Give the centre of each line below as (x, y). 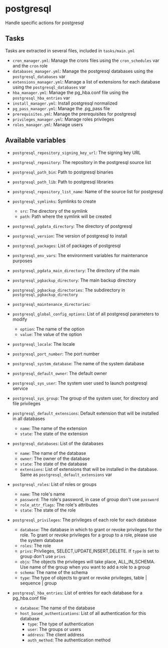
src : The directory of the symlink (54, 211)
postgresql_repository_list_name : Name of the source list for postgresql (88, 191)
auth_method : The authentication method (69, 640)
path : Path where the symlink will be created (66, 216)
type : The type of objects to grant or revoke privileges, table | (83, 578)
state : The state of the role (48, 510)
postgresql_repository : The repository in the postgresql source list (82, 162)
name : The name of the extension (53, 428)
